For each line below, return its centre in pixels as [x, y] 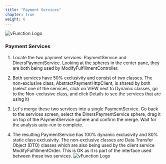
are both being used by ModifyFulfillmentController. [65, 68]
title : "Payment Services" [33, 10]
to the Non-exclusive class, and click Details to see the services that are [86, 94]
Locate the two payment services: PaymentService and [69, 57]
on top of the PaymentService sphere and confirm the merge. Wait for [84, 119]
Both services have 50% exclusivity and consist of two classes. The [82, 78]
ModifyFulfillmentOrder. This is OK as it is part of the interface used [82, 150]
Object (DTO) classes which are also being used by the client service [83, 145]
